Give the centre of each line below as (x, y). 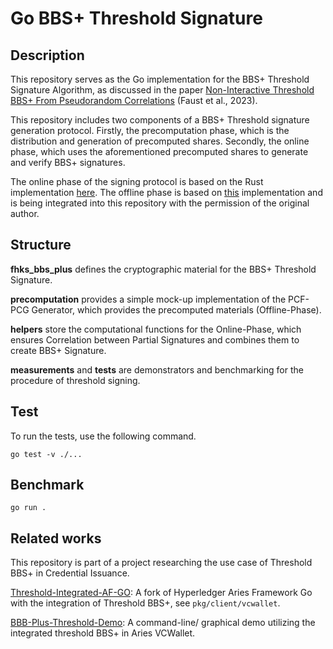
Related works (56, 538)
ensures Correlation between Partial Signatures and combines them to (155, 339)
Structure (41, 245)
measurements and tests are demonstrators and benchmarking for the (157, 369)
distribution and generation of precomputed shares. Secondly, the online (160, 141)
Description (47, 55)
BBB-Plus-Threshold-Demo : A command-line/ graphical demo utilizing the (163, 623)
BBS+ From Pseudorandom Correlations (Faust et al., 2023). (134, 100)
